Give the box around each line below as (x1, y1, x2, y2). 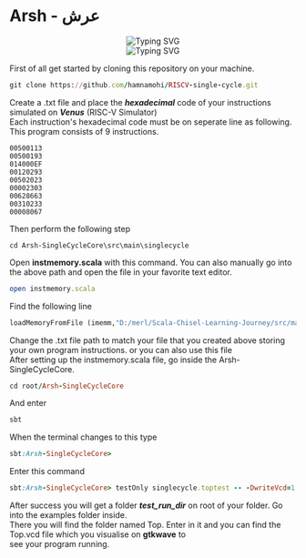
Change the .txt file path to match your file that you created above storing (9, 334, 285, 346)
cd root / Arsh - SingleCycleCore (9, 381, 125, 391)
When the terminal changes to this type (9, 431, 158, 442)
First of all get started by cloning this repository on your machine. (9, 63, 255, 74)
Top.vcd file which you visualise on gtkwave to (9, 529, 187, 540)
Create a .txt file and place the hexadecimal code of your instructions (9, 96, 271, 107)
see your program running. (9, 539, 110, 550)
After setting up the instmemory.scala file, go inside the (9, 354, 218, 365)
